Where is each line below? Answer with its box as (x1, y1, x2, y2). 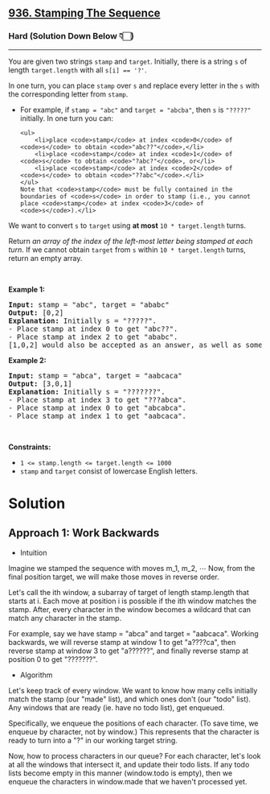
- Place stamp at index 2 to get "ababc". (8, 332, 178, 341)
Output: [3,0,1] (8, 378, 72, 388)
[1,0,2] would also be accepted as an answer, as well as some (8, 340, 263, 349)
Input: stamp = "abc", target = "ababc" (8, 300, 170, 309)
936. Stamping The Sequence (8, 6, 161, 20)
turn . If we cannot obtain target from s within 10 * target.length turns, (8, 245, 247, 254)
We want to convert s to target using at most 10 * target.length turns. (8, 221, 247, 230)
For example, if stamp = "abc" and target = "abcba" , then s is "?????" (19, 105, 252, 114)
